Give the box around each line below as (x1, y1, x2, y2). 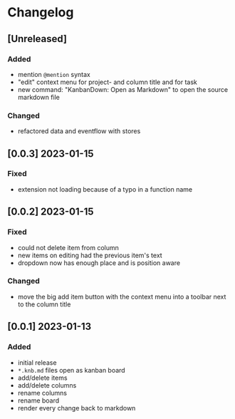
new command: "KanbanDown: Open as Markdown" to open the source (17, 85, 229, 93)
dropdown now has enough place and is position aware (17, 258, 180, 267)
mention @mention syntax (17, 70, 90, 78)
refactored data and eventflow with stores (17, 127, 141, 135)
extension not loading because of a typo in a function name (17, 185, 193, 193)
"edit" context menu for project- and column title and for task (17, 78, 198, 86)
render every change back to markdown (17, 403, 136, 412)
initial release (17, 358, 57, 367)
